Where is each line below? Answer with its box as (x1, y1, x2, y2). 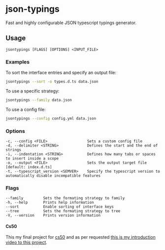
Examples (5, 58, 30, 65)
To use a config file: (5, 106, 46, 112)
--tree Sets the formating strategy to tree (5, 209, 121, 214)
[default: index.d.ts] (5, 164, 52, 169)
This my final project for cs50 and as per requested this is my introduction (5, 234, 156, 240)
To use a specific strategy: (5, 88, 60, 94)
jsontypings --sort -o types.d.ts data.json (5, 79, 99, 84)
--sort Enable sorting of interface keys (5, 204, 114, 210)
